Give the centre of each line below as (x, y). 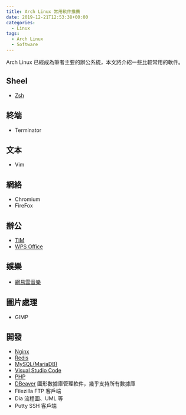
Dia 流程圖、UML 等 (39, 398)
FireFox (24, 206)
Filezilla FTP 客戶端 (38, 391)
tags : (13, 34)
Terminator (28, 130)
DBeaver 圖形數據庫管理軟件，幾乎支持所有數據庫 (75, 384)
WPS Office (29, 247)
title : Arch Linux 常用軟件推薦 (43, 12)
